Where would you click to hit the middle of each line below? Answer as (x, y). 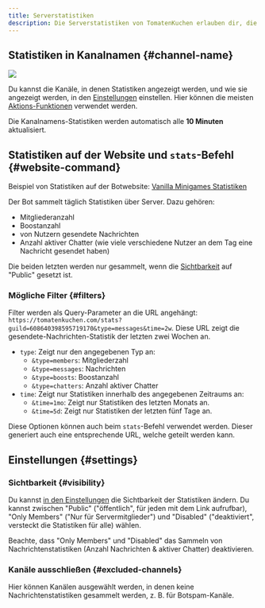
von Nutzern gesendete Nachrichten (79, 234)
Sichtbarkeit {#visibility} (57, 482)
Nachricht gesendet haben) (65, 251)
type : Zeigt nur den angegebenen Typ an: (88, 352)
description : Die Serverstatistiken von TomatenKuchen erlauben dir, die (133, 23)
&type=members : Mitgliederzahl (80, 360)
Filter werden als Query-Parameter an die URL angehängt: (103, 313)
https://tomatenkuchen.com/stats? (65, 320)
